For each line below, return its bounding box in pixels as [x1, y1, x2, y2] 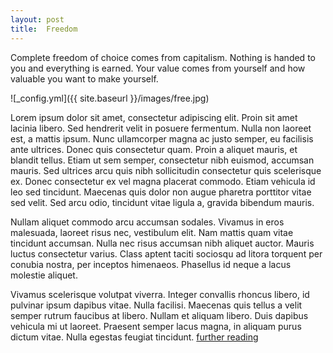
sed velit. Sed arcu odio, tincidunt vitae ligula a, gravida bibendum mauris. [10, 196, 315, 208]
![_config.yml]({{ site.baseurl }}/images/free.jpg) [10, 92, 210, 104]
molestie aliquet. [10, 269, 78, 281]
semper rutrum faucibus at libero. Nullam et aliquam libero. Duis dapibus [10, 309, 309, 321]
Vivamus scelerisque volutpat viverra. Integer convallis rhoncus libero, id [10, 288, 310, 300]
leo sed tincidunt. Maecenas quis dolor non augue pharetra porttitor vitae [10, 186, 312, 198]
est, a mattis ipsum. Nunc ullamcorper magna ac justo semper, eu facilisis [10, 132, 314, 145]
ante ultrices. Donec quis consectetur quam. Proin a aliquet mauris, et [10, 143, 298, 155]
